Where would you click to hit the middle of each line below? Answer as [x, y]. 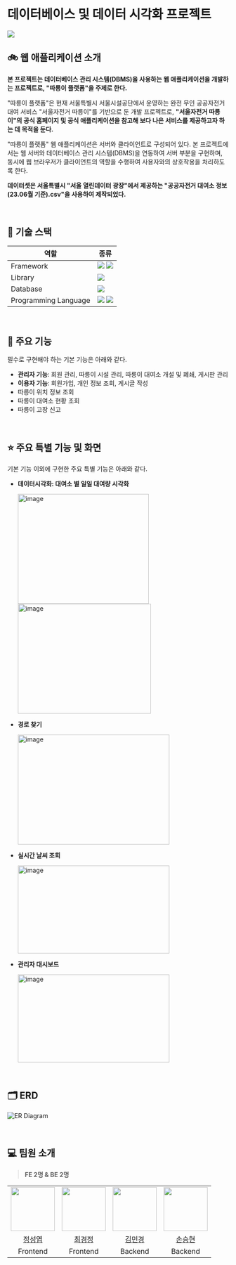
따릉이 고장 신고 [39, 410]
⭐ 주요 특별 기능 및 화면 [54, 447]
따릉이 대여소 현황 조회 [48, 401]
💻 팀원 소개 [31, 1153]
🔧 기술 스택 [30, 232]
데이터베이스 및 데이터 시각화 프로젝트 [110, 14]
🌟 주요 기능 [30, 341]
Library [22, 277]
